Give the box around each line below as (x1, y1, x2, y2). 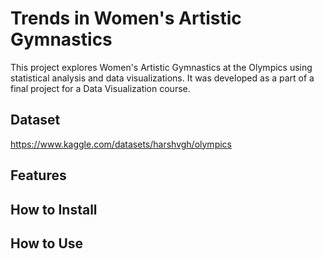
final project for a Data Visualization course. (10, 82, 191, 94)
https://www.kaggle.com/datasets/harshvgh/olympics (10, 138, 232, 150)
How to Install (10, 201, 98, 218)
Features (10, 167, 67, 184)
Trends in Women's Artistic (10, 7, 242, 30)
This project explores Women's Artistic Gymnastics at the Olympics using (10, 61, 313, 73)
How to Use (10, 235, 84, 252)
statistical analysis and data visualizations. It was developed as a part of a (10, 72, 315, 84)
